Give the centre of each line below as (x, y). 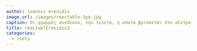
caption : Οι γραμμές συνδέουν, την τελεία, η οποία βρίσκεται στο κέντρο (99, 22)
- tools (21, 39)
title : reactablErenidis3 (38, 28)
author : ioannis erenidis (38, 11)
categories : (21, 33)
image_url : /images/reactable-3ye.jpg (54, 17)
